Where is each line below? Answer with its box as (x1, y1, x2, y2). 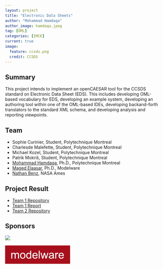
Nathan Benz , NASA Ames (12, 170, 65, 176)
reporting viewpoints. (5, 112, 48, 118)
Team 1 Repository (12, 197, 50, 203)
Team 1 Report (12, 202, 41, 208)
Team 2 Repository (12, 208, 50, 214)
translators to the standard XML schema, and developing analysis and (5, 107, 145, 112)
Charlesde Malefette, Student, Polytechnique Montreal (12, 144, 122, 150)
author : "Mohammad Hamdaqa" (5, 18, 62, 23)
